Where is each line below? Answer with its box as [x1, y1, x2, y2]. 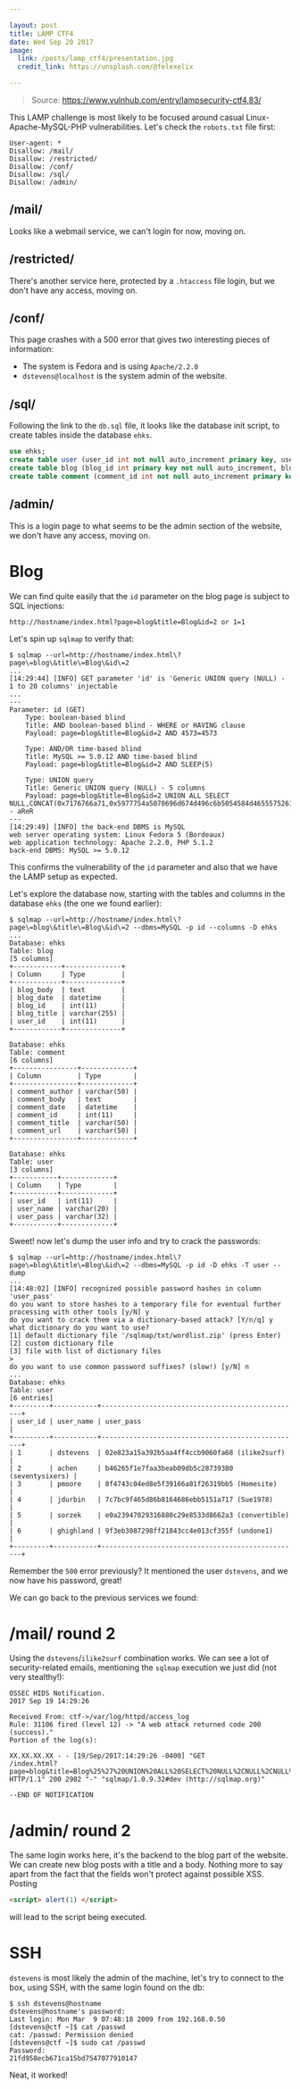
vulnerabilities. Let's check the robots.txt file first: [88, 121, 276, 132]
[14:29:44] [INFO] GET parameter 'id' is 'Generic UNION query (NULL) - [9, 673, 286, 683]
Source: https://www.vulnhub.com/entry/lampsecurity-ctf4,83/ [30, 95, 262, 105]
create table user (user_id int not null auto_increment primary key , [9, 455, 278, 464]
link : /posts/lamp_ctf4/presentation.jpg [17, 54, 174, 63]
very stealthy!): [9, 1672, 65, 1683]
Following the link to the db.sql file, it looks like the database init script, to [9, 421, 280, 431]
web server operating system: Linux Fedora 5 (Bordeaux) [9, 830, 226, 840]
